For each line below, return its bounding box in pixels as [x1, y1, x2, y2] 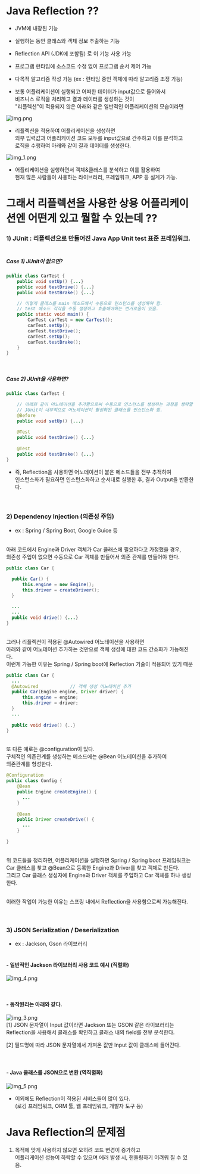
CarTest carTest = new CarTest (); [27, 317, 113, 323]
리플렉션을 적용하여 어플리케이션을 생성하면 [14, 127, 116, 134]
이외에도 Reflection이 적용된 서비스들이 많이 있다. [14, 1095, 130, 1102]
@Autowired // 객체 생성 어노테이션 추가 [11, 683, 132, 689]
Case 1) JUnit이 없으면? [6, 257, 63, 264]
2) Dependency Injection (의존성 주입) [6, 512, 115, 521]
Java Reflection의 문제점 [6, 1125, 126, 1139]
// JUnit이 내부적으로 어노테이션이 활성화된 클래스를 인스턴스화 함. [17, 407, 163, 413]
